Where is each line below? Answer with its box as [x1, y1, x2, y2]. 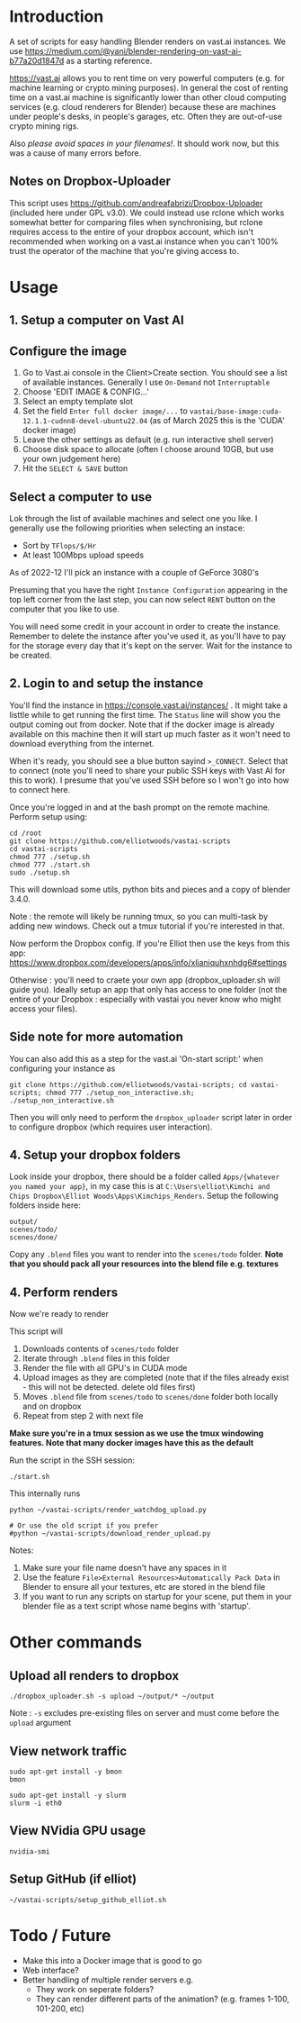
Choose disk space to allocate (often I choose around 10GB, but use [22, 444, 274, 455]
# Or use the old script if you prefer [9, 1521, 159, 1530]
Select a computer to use [9, 489, 153, 504]
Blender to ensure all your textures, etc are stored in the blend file [22, 1582, 266, 1592]
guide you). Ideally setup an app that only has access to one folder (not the [9, 984, 288, 994]
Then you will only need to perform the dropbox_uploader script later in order [9, 1111, 293, 1122]
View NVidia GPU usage [9, 1823, 146, 1838]
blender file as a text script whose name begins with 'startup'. [22, 1601, 252, 1611]
